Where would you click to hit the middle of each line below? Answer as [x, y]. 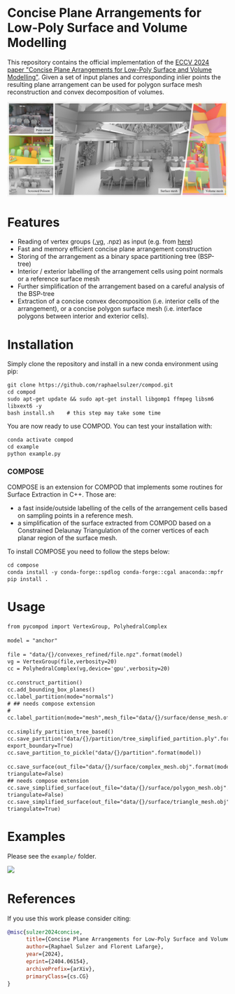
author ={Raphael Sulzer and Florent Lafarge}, [95, 947]
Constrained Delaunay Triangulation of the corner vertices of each [113, 530]
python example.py [34, 454]
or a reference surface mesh [58, 279]
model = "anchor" [33, 640]
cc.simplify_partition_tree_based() [60, 732]
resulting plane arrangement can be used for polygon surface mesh [105, 84]
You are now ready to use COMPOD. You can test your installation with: [110, 427]
